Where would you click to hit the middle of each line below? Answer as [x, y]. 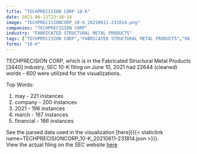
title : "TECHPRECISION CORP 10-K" [48, 11]
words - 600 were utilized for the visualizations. [64, 73]
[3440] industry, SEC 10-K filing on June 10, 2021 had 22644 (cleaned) [92, 67]
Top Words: [20, 84]
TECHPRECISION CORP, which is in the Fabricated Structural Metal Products [98, 61]
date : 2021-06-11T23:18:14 [39, 17]
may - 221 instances [39, 96]
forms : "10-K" [23, 45]
